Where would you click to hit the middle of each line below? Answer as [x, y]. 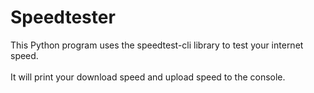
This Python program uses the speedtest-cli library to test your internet [157, 45]
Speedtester [63, 17]
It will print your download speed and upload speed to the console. [148, 77]
